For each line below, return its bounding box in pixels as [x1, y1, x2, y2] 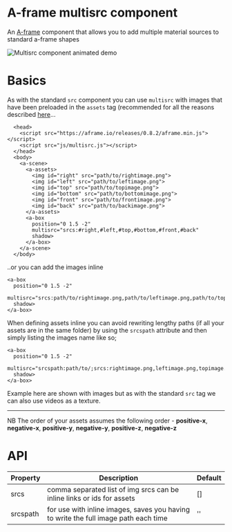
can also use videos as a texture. [7, 396, 101, 405]
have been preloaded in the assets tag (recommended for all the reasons [7, 102, 215, 111]
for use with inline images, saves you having [47, 504, 190, 514]
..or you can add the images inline [7, 263, 104, 271]
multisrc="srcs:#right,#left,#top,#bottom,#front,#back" [32, 226, 199, 233]
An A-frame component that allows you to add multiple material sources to [7, 28, 220, 36]
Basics [7, 73, 47, 89]
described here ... [7, 110, 56, 118]
